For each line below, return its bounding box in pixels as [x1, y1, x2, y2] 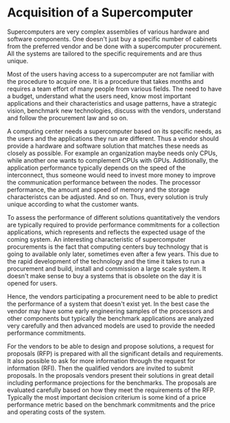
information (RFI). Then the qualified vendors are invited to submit [7, 364, 194, 372]
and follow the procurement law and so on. [7, 113, 128, 122]
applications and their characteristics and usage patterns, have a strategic [7, 99, 218, 107]
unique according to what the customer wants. [7, 200, 139, 208]
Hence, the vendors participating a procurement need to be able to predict [7, 292, 218, 300]
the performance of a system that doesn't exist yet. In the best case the [7, 299, 210, 308]
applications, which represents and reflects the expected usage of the [7, 228, 206, 236]
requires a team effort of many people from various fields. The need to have [7, 84, 222, 93]
